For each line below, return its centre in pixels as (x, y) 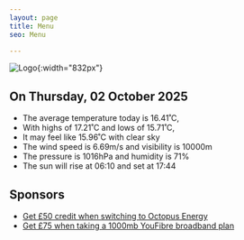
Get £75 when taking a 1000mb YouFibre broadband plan (128, 226)
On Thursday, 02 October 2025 (99, 96)
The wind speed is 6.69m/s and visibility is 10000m (117, 147)
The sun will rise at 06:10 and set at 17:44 (99, 166)
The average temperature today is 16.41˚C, (101, 118)
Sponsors (37, 194)
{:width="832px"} (70, 68)
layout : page (34, 18)
